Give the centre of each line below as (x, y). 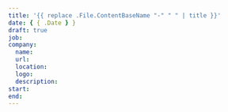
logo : (25, 74)
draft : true (28, 30)
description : (37, 81)
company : (23, 45)
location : (31, 67)
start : (19, 89)
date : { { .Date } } (42, 23)
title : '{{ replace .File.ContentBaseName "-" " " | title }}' (115, 15)
